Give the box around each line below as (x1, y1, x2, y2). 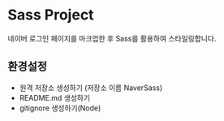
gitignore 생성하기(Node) (19, 103, 101, 113)
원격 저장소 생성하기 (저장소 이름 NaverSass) (19, 83, 163, 93)
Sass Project (7, 6, 94, 24)
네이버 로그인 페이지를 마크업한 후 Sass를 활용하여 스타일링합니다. (7, 33, 217, 43)
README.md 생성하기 (19, 93, 91, 102)
